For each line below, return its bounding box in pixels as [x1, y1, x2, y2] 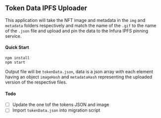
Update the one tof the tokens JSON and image [12, 102, 109, 108]
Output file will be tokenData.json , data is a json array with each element [5, 69, 154, 75]
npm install [5, 56, 30, 61]
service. [5, 33, 22, 39]
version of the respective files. [5, 79, 67, 85]
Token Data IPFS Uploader [5, 4, 88, 12]
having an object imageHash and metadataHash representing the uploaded [5, 74, 153, 80]
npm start [5, 60, 26, 65]
